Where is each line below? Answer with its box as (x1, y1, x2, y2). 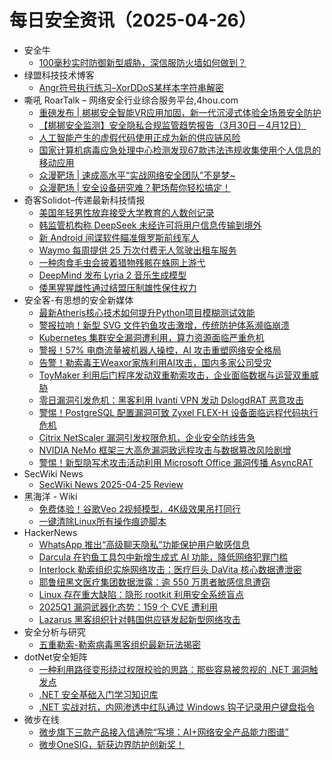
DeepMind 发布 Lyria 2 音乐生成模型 (38, 269, 187, 281)
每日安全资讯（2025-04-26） (9, 9, 257, 32)
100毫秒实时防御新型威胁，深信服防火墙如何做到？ (38, 56, 247, 68)
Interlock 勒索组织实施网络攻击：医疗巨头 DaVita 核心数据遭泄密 (38, 563, 302, 575)
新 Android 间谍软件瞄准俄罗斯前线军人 (38, 231, 200, 243)
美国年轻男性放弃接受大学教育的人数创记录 (38, 206, 215, 218)
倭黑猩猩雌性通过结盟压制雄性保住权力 (38, 281, 197, 293)
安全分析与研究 (23, 626, 86, 638)
